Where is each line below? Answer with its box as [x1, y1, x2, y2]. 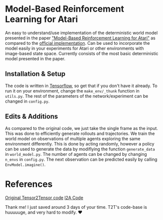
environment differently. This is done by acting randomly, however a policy [5, 141, 155, 147]
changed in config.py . [5, 98, 50, 104]
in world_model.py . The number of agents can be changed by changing [5, 151, 147, 157]
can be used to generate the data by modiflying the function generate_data [5, 146, 155, 152]
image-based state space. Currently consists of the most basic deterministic [5, 50, 159, 56]
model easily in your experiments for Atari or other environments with [5, 45, 145, 51]
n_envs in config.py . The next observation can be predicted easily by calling [5, 156, 158, 162]
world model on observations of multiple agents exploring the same [5, 135, 141, 142]
